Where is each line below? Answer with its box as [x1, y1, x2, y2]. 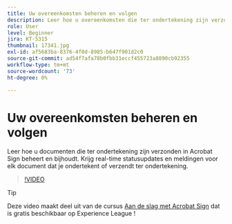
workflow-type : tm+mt [7, 61, 70, 68]
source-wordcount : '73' [7, 68, 76, 74]
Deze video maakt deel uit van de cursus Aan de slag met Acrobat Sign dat [7, 202, 220, 210]
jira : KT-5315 [7, 36, 48, 43]
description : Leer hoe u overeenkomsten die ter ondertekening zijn [7, 17, 209, 23]
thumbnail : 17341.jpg [7, 42, 70, 49]
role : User [7, 23, 39, 30]
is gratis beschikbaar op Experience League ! [7, 210, 136, 218]
